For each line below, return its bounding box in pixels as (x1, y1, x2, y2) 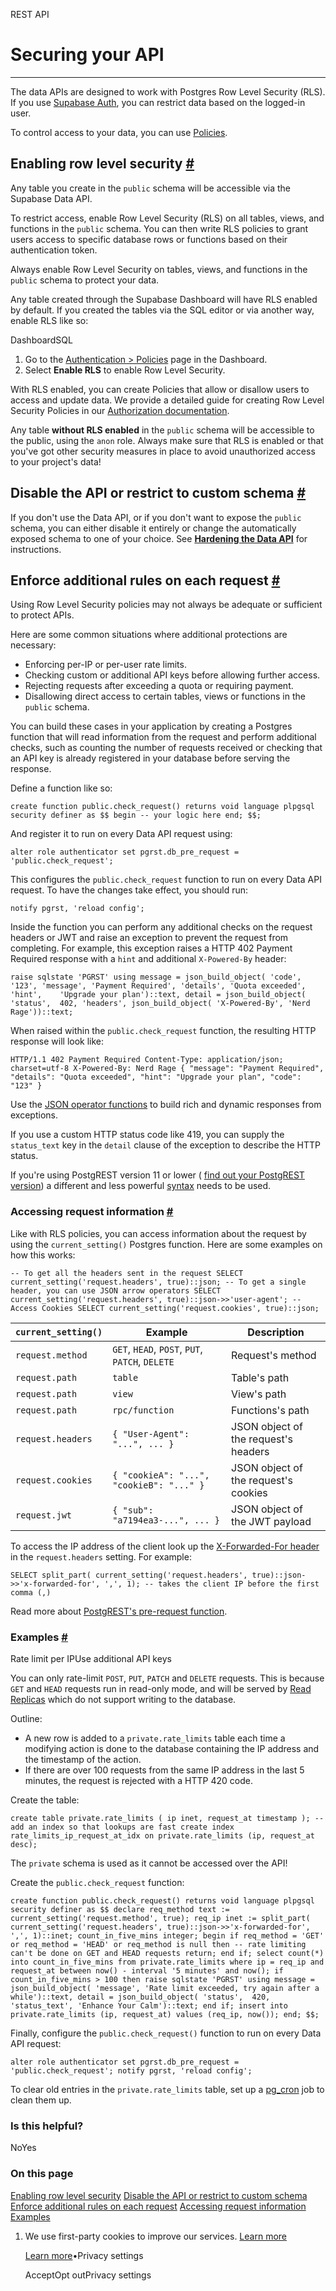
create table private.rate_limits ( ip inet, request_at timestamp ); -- (10, 1813, 325, 1823)
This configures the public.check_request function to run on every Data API (10, 874, 322, 886)
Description (247, 1325, 305, 1339)
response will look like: (10, 1035, 105, 1048)
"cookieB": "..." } (112, 1479, 205, 1491)
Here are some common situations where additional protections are (10, 629, 288, 641)
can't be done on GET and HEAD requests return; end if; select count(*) (10, 1948, 325, 1958)
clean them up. (10, 2094, 72, 2106)
